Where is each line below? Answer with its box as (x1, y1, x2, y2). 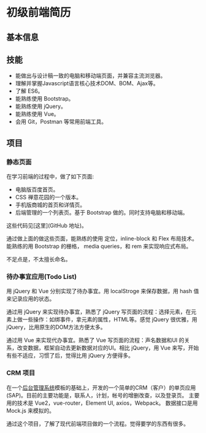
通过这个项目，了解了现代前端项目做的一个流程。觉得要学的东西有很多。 (6, 420, 189, 427)
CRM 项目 (6, 369, 36, 377)
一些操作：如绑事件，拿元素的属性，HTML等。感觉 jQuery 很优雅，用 (22, 316, 197, 323)
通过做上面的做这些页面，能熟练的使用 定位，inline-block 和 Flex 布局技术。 (6, 235, 198, 242)
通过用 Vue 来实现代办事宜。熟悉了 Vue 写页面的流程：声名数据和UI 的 (6, 337, 185, 344)
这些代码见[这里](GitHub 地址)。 (6, 222, 88, 229)
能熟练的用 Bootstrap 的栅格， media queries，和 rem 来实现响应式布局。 (6, 243, 192, 250)
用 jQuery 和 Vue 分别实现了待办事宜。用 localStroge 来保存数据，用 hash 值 (6, 288, 199, 295)
